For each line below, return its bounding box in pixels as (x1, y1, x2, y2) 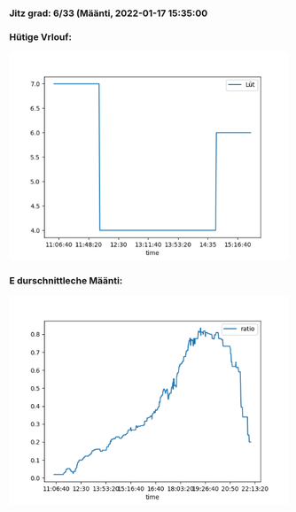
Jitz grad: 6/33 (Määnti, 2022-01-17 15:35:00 (9, 7, 208, 19)
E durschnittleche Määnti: (9, 275, 123, 287)
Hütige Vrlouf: (9, 30, 73, 43)
